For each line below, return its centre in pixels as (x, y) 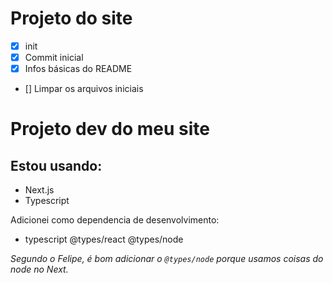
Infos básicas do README (78, 69)
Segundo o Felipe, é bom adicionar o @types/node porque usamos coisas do (167, 259)
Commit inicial (54, 57)
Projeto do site (71, 18)
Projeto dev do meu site (110, 129)
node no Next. (39, 269)
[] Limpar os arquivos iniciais (84, 89)
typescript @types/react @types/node (104, 239)
